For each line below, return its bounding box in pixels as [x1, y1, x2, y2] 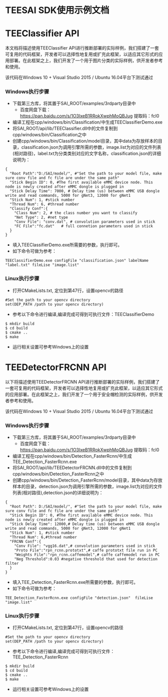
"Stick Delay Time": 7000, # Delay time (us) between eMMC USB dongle [9, 189, 160, 194]
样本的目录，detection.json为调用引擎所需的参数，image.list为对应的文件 [12, 483, 162, 489]
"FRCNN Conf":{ [9, 539, 41, 544]
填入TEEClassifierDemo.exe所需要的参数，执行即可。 [12, 242, 122, 248]
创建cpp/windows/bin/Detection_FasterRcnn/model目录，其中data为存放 [12, 477, 162, 483]
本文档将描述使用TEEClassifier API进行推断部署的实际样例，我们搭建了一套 [5, 45, 159, 51]
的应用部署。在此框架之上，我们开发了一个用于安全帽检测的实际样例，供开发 [5, 391, 163, 397]
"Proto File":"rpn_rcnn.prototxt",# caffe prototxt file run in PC [14, 548, 157, 553]
